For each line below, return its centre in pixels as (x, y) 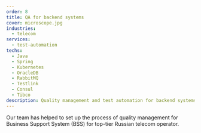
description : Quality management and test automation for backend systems (101, 100)
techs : (14, 51)
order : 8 (17, 12)
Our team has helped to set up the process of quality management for (92, 117)
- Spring (22, 61)
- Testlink (25, 84)
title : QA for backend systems (45, 17)
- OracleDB (25, 73)
